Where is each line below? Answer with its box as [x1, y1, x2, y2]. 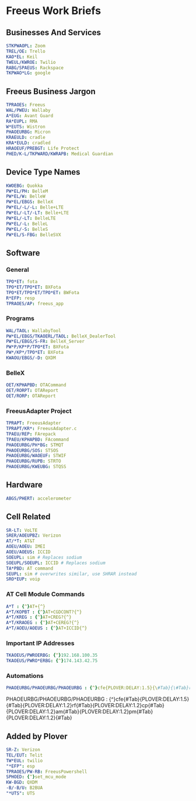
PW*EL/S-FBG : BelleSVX [6, 231, 61, 238]
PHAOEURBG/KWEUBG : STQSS [6, 464, 66, 470]
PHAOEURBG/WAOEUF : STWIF [6, 453, 66, 459]
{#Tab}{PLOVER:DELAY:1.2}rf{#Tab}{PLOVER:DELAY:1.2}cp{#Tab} [6, 702, 164, 709]
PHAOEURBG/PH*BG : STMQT [6, 442, 64, 448]
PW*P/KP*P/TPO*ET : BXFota [6, 344, 69, 350]
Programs [6, 315, 35, 323]
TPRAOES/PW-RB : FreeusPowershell [6, 769, 87, 775]
